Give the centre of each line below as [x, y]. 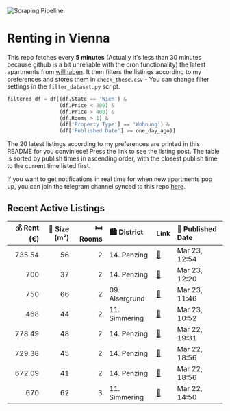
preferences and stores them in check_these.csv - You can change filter [108, 79]
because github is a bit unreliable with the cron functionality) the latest [106, 64]
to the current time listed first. [49, 166]
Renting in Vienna [59, 38]
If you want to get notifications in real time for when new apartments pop [110, 179]
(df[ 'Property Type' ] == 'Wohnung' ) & [114, 125]
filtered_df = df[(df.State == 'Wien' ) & [67, 99]
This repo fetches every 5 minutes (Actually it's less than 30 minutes [104, 57]
